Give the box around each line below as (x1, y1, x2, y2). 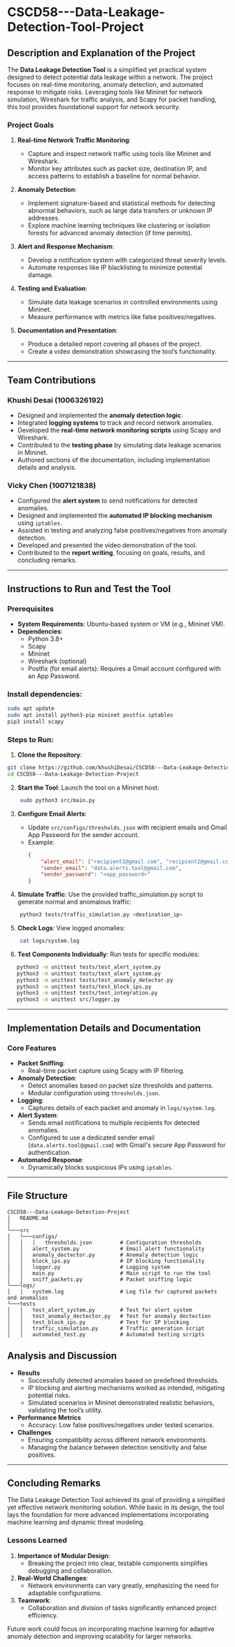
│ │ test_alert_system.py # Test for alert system (7, 1306, 192, 1313)
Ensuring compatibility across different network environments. (27, 1436, 208, 1444)
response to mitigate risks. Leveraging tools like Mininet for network (7, 88, 203, 96)
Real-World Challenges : (17, 1574, 89, 1582)
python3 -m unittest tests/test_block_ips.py (16, 983, 152, 990)
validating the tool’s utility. (27, 1406, 103, 1414)
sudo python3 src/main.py (20, 797, 96, 804)
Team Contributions (7, 374, 97, 386)
